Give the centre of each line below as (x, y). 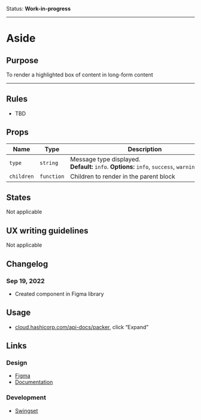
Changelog (27, 264)
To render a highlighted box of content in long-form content (80, 75)
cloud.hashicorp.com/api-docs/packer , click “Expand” (82, 327)
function (52, 176)
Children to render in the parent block (122, 176)
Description (145, 149)
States (19, 197)
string (49, 163)
